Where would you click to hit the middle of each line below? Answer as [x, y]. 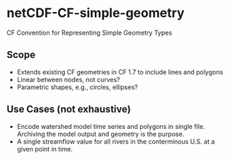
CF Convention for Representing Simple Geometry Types [90, 33]
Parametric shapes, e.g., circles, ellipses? [77, 87]
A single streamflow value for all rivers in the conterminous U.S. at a [116, 141]
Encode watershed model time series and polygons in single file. [111, 126]
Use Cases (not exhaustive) [69, 109]
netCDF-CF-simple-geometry [96, 13]
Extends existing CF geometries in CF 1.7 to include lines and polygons [120, 72]
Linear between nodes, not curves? [69, 79]
